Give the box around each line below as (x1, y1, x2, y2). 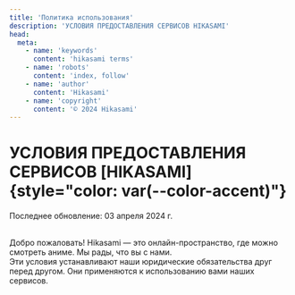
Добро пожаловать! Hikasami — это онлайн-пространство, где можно (9, 238, 279, 249)
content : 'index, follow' (32, 72, 130, 80)
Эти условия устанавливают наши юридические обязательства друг (9, 257, 273, 267)
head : (9, 29, 29, 38)
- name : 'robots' (25, 63, 90, 72)
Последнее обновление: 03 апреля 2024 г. (9, 211, 173, 222)
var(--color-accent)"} (121, 181, 288, 201)
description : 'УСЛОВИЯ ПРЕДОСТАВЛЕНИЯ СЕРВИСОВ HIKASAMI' (9, 21, 230, 30)
